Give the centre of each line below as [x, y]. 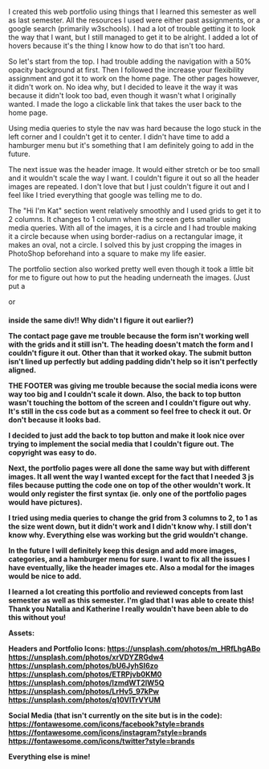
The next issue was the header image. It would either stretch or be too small [134, 169]
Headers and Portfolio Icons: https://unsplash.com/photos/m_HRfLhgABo [134, 648]
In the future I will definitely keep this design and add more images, [122, 550]
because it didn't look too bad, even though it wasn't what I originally [122, 95]
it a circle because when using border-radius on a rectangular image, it [126, 236]
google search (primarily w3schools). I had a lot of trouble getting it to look [132, 29]
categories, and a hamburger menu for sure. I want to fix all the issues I [129, 559]
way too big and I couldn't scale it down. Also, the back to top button [125, 394]
